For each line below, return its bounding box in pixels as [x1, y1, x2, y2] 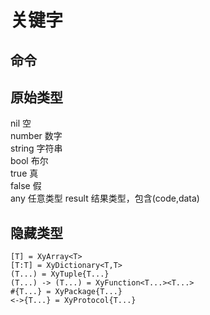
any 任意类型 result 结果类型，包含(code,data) [10, 192, 200, 205]
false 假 [10, 180, 42, 192]
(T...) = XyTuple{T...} [10, 269, 110, 280]
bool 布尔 [10, 155, 49, 167]
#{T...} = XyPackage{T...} [10, 287, 123, 297]
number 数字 [10, 130, 63, 142]
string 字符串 [10, 142, 63, 155]
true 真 [10, 167, 39, 180]
